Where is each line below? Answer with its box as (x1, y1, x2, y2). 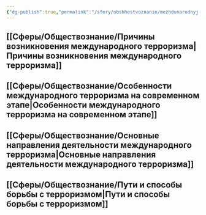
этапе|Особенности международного (6, 100, 161, 111)
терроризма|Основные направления (6, 149, 156, 159)
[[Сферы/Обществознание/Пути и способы (6, 180, 183, 190)
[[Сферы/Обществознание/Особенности (6, 81, 172, 92)
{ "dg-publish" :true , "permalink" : (6, 9, 92, 15)
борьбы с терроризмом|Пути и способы (6, 189, 170, 200)
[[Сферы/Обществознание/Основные (6, 130, 159, 140)
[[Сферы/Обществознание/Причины (6, 32, 155, 42)
